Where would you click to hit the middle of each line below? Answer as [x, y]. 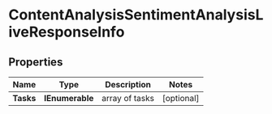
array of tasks [127, 98]
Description [128, 84]
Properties [36, 62]
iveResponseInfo [67, 32]
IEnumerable [69, 98]
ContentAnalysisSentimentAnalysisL [136, 15]
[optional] [181, 98]
